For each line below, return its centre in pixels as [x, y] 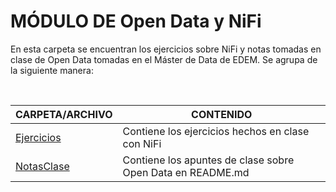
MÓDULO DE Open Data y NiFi [136, 21]
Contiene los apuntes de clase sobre [208, 160]
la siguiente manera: [52, 70]
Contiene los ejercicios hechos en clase [216, 131]
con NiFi [142, 143]
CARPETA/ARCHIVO [64, 114]
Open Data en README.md [186, 172]
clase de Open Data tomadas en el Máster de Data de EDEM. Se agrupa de [164, 59]
